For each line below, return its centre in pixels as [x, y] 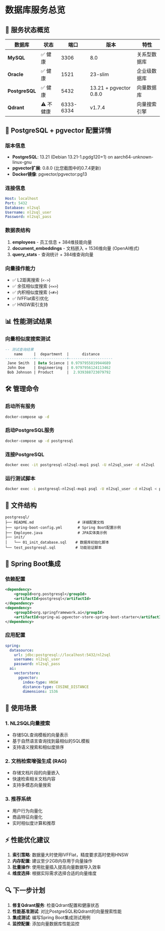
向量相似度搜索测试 [28, 339]
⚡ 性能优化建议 [27, 840]
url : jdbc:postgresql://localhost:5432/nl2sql [62, 655]
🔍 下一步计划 [25, 890]
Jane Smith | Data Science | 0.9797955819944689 [59, 363]
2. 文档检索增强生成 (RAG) [36, 761]
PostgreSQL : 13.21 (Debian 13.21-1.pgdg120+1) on [62, 157]
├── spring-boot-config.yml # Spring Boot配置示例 [63, 528]
